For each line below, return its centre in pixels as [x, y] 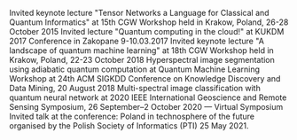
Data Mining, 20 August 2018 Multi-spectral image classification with [135, 88]
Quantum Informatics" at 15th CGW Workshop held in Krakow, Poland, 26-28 [149, 22]
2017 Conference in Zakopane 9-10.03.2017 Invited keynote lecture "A [137, 41]
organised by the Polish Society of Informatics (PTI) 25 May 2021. [129, 126]
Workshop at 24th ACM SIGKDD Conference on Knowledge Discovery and [145, 78]
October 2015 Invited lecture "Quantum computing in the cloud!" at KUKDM [147, 31]
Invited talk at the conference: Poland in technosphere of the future [132, 116]
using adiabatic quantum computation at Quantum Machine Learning [134, 69]
